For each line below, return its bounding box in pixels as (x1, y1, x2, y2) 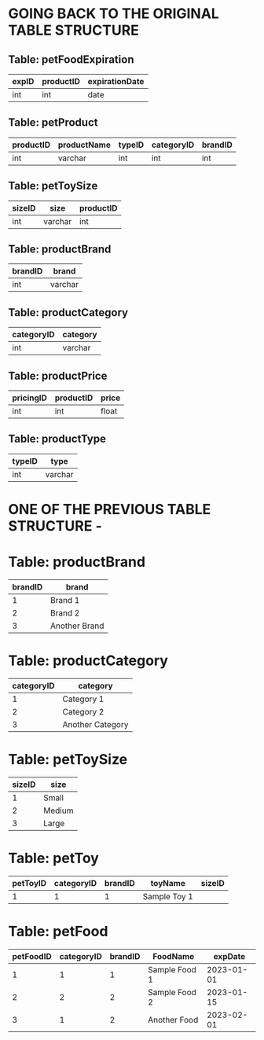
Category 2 (62, 706, 104, 717)
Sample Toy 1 (142, 891, 194, 902)
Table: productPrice (8, 369, 108, 382)
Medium (42, 805, 74, 816)
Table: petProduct (8, 116, 98, 130)
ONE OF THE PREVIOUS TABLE (8, 501, 211, 519)
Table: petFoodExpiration (8, 53, 134, 66)
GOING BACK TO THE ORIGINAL (8, 5, 220, 23)
